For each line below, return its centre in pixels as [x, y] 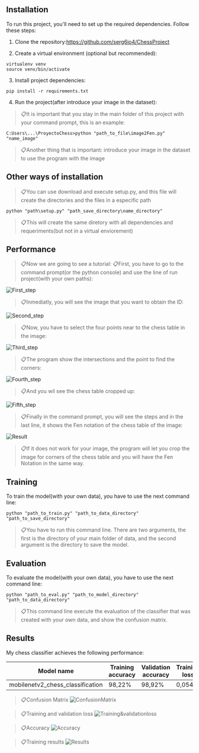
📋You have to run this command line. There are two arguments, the [103, 530]
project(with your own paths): [57, 279]
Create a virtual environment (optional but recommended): [86, 53]
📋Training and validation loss [57, 713]
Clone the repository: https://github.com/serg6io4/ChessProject [92, 41]
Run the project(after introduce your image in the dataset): [86, 102]
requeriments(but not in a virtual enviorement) [77, 231]
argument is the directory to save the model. [75, 545]
